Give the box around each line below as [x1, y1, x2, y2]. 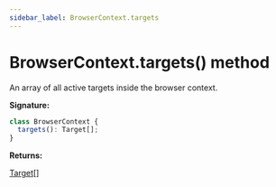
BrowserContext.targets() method [9, 51, 271, 72]
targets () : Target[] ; [17, 126, 99, 135]
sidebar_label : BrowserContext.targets [9, 13, 160, 23]
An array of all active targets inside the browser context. [9, 82, 218, 93]
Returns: [9, 150, 43, 161]
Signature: [9, 99, 50, 110]
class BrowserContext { [9, 117, 99, 126]
